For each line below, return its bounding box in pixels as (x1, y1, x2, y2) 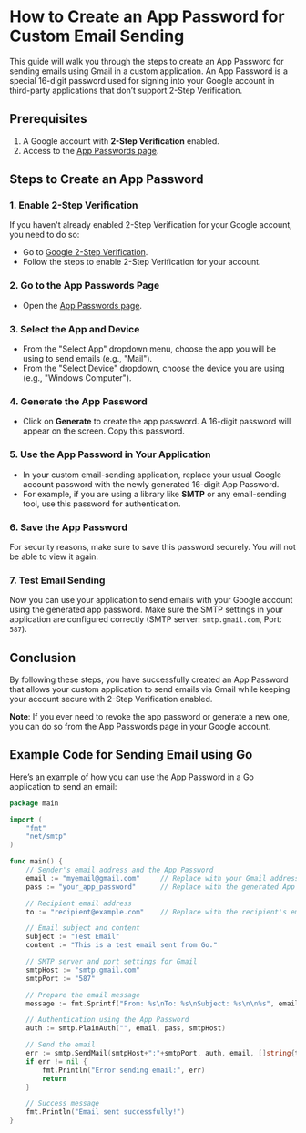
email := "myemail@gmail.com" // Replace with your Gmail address (25, 873, 300, 883)
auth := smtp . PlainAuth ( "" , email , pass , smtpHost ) (25, 1024, 226, 1033)
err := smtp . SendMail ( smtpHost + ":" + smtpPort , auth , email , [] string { (25, 1049, 296, 1058)
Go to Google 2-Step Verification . (22, 247, 148, 258)
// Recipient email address (25, 899, 132, 908)
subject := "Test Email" (25, 932, 120, 942)
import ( (9, 815, 43, 824)
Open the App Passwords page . (22, 300, 143, 311)
